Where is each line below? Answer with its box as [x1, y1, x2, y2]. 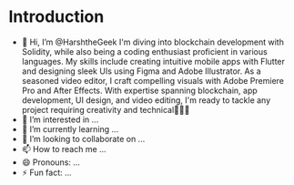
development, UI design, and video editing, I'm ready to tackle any [21, 94, 271, 106]
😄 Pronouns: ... [21, 157, 81, 168]
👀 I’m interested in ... [21, 114, 99, 125]
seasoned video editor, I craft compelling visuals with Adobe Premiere [21, 75, 284, 86]
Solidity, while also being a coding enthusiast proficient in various [21, 46, 268, 57]
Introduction [8, 6, 105, 27]
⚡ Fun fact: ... [21, 167, 72, 178]
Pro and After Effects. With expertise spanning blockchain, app [21, 85, 259, 96]
